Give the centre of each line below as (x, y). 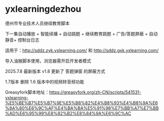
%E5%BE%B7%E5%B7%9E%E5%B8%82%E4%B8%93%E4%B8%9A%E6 (82, 103)
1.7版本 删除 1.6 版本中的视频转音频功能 (45, 82)
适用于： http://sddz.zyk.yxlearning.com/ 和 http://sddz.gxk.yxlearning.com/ (82, 50)
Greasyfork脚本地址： (27, 92)
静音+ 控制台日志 (22, 40)
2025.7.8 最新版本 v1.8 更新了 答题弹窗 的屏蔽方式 (55, 71)
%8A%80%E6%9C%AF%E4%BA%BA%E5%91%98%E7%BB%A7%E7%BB (82, 108)
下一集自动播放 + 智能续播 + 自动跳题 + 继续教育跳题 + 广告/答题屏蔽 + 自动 (82, 33)
